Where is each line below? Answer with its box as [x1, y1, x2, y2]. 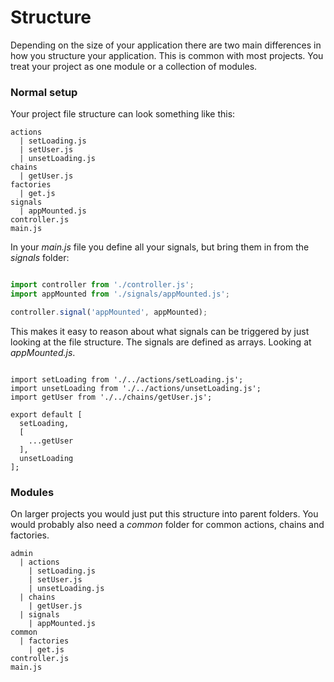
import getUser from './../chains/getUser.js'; [10, 392, 213, 402]
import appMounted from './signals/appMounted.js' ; [10, 289, 230, 300]
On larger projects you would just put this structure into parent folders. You [10, 508, 319, 520]
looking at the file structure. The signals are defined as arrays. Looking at [10, 336, 312, 348]
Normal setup [10, 85, 78, 99]
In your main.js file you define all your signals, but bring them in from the [10, 241, 310, 253]
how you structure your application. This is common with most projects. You [10, 49, 324, 61]
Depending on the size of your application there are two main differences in [10, 39, 322, 51]
